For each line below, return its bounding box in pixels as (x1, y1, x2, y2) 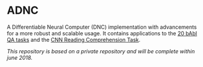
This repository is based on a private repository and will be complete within (7, 47, 195, 54)
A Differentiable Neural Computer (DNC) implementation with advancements (7, 23, 197, 31)
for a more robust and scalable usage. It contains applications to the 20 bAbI (7, 29, 198, 36)
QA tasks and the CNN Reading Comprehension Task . (7, 36, 141, 43)
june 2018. (7, 54, 33, 61)
